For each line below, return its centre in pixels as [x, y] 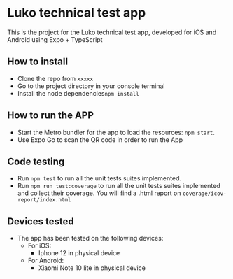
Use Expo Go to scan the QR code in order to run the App [100, 139]
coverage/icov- [204, 194]
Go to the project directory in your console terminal [91, 86]
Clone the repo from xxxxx [55, 78]
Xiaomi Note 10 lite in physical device [92, 268]
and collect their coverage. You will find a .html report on [99, 193]
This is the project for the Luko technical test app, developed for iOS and [112, 32]
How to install [38, 62]
